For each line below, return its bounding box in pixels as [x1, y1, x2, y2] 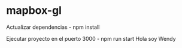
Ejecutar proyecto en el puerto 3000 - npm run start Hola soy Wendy [6, 35, 176, 42]
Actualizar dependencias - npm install [6, 23, 100, 31]
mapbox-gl [6, 4, 62, 17]
